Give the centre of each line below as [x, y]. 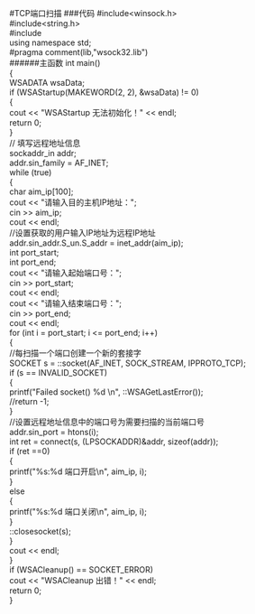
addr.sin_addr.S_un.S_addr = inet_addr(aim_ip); [96, 243]
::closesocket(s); [41, 531]
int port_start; [34, 252]
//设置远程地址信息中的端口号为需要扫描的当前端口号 [107, 422]
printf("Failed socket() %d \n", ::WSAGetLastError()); [106, 392]
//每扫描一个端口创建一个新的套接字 [76, 353]
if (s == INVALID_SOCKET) [59, 372]
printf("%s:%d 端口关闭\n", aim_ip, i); [78, 512]
